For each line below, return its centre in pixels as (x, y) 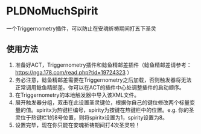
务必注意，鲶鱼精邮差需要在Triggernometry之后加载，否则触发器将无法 (103, 80)
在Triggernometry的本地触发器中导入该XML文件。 (77, 95)
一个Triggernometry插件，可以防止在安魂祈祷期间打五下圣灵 (81, 28)
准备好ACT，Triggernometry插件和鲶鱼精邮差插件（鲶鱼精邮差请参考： (103, 65)
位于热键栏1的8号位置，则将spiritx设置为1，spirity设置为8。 (94, 117)
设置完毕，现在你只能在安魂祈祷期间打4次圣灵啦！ (78, 125)
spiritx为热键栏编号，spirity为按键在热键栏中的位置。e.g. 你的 (112, 110)
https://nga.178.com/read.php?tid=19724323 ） (74, 72)
